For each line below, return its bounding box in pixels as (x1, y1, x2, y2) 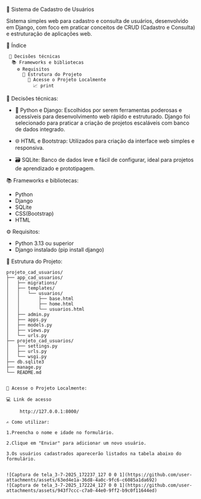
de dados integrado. (14, 126, 66, 132)
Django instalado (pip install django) (14, 246, 104, 253)
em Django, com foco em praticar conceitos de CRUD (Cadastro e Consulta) (6, 24, 196, 31)
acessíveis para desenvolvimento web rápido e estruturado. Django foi (14, 113, 191, 120)
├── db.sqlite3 (6, 359, 45, 365)
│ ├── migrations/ (6, 280, 58, 286)
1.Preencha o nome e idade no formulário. (6, 430, 114, 436)
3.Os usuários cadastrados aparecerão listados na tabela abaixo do (6, 451, 182, 457)
